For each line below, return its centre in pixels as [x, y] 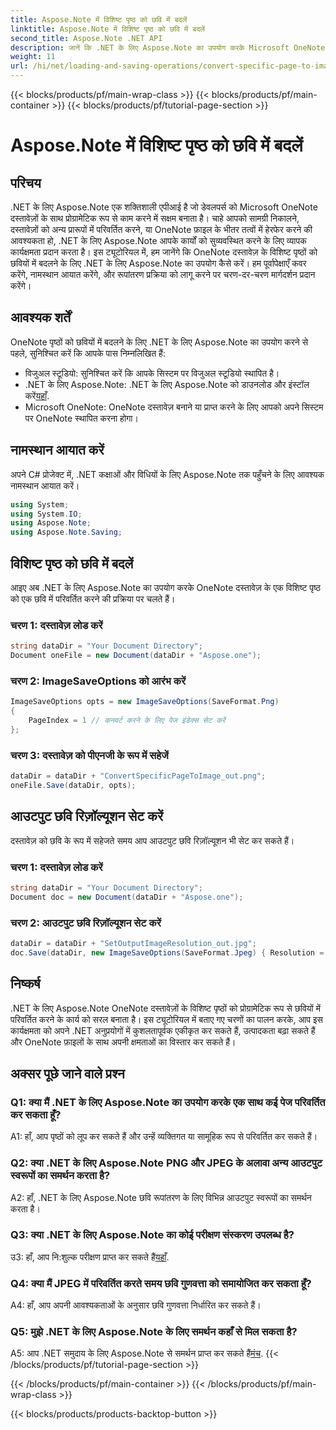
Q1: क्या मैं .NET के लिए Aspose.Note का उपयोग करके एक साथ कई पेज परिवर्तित [168, 1102]
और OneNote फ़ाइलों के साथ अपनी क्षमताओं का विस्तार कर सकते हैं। [123, 1042]
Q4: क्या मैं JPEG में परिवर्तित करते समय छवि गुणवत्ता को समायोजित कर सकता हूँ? [161, 1283]
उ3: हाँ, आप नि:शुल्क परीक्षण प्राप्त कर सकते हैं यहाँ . [90, 1257]
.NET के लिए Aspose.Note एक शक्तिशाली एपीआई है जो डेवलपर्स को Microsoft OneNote [164, 207]
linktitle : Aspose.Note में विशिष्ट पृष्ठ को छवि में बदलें [107, 29]
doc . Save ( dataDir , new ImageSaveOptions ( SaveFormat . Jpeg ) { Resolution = [167, 952]
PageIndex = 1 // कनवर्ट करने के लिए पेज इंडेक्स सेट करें [127, 721]
